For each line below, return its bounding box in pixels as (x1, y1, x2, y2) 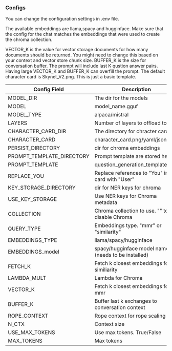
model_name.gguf (94, 103, 138, 110)
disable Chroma (94, 214, 133, 221)
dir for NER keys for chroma (94, 184, 161, 191)
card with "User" (94, 176, 135, 183)
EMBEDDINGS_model (8, 248, 60, 255)
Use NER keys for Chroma (94, 193, 157, 200)
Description (122, 86, 151, 93)
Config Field (33, 86, 64, 93)
